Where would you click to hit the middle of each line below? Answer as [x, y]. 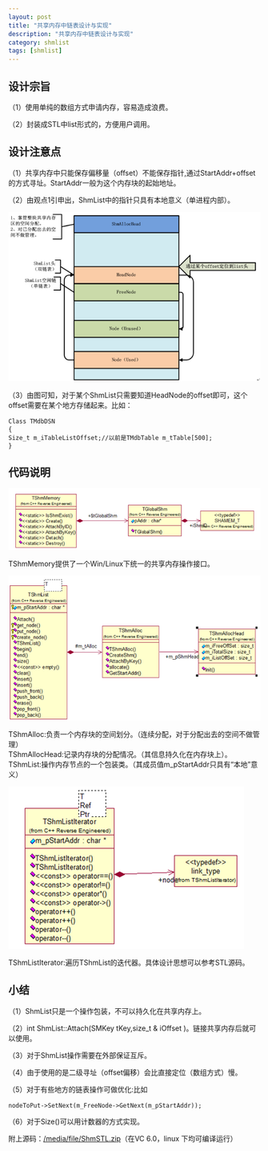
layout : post [30, 17]
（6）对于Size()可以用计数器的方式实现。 [76, 1121]
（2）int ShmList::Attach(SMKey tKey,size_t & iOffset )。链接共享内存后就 [129, 1028]
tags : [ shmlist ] [35, 51]
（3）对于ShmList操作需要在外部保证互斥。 [80, 1055]
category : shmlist [39, 43]
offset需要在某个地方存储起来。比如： [71, 405]
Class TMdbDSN [32, 421]
